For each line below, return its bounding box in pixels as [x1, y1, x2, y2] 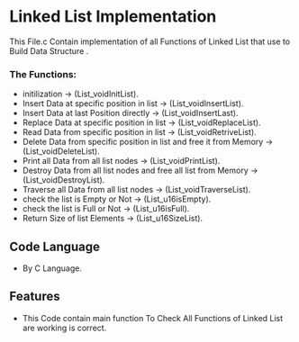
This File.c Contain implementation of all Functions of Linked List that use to [9, 36, 291, 47]
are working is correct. [22, 322, 107, 333]
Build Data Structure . [9, 45, 89, 56]
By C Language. [22, 263, 83, 274]
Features [9, 289, 60, 304]
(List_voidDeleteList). [22, 146, 101, 157]
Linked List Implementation [9, 6, 217, 27]
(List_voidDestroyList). [22, 175, 105, 185]
